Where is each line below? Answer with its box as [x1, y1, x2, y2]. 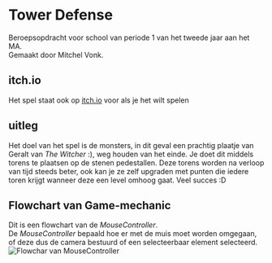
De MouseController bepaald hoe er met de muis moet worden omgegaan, [8, 229, 257, 239]
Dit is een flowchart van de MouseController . [8, 220, 158, 230]
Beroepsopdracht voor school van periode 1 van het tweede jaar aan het [8, 33, 250, 42]
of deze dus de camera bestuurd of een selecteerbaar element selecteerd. [8, 238, 258, 248]
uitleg [8, 119, 38, 133]
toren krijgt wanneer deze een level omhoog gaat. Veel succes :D [8, 175, 227, 185]
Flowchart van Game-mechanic [8, 198, 171, 213]
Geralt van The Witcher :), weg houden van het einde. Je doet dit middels [8, 149, 254, 159]
